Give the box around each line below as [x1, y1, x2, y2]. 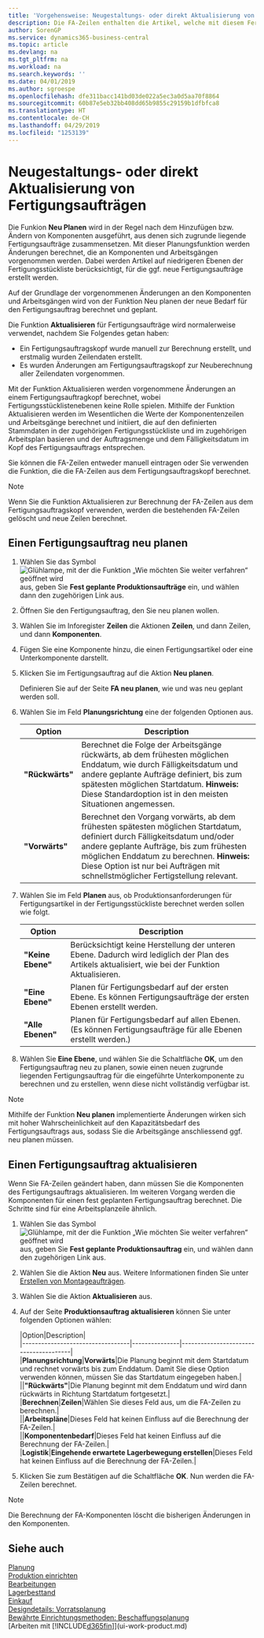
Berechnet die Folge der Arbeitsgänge [81, 739, 222, 750]
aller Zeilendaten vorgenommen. [19, 368, 125, 378]
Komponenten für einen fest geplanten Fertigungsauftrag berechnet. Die [8, 1196, 242, 1205]
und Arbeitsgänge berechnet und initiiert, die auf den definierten [8, 417, 218, 426]
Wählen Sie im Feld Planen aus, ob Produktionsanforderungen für [19, 891, 233, 900]
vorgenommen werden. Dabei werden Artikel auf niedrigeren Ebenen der [8, 255, 244, 265]
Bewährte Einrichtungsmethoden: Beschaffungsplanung [8, 1613, 190, 1622]
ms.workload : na [8, 63, 61, 71]
